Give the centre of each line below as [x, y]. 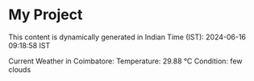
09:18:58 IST [29, 45]
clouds [20, 69]
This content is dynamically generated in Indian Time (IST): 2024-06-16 [127, 37]
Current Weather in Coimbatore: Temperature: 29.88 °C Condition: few [126, 61]
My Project [46, 15]
